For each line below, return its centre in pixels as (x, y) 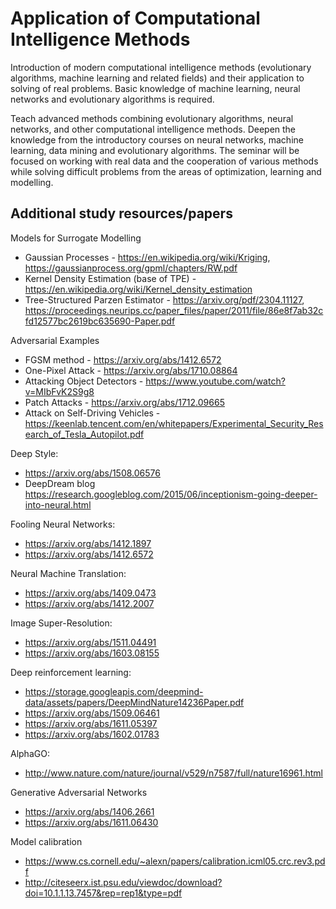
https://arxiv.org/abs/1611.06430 (91, 822)
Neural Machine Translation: (68, 573)
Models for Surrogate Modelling (76, 238)
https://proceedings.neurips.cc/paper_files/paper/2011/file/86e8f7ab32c (174, 310)
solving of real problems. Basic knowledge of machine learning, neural (155, 88)
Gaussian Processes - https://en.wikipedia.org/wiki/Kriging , (147, 257)
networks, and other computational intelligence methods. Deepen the (153, 129)
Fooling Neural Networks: (63, 524)
